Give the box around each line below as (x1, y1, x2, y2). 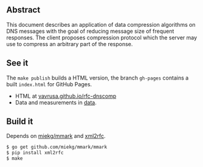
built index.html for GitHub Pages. (6, 80, 92, 87)
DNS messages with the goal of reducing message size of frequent (6, 27, 174, 35)
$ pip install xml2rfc (6, 150, 64, 156)
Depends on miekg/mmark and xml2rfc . (6, 132, 106, 140)
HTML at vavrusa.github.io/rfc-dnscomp (15, 92, 117, 100)
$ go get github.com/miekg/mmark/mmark (6, 144, 108, 151)
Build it (6, 117, 33, 127)
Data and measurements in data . (15, 98, 97, 106)
